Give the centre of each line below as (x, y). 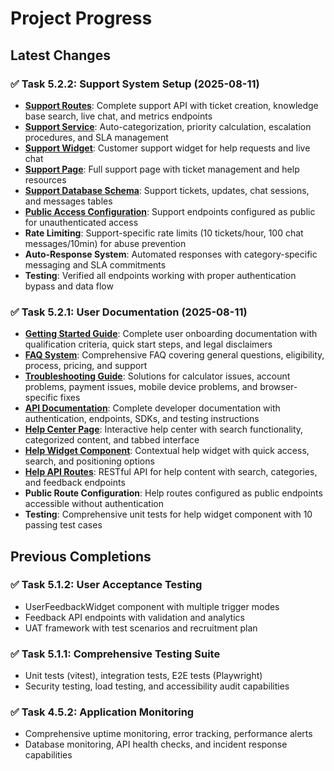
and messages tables (68, 201)
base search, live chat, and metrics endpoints (118, 116)
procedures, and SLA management (96, 137)
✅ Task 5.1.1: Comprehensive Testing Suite (115, 654)
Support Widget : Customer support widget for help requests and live (167, 148)
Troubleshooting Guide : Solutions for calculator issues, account (157, 376)
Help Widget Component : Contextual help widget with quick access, (167, 451)
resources (45, 179)
